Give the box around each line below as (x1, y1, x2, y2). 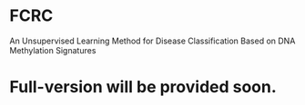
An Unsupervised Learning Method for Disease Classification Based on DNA (9, 35, 296, 46)
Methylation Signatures (9, 44, 97, 55)
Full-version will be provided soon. (9, 77, 278, 98)
